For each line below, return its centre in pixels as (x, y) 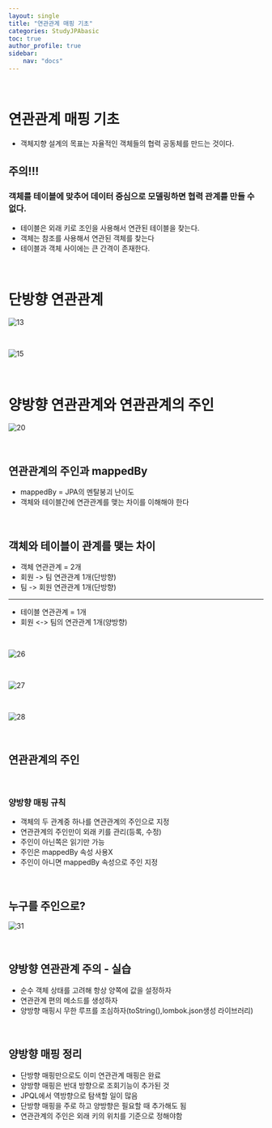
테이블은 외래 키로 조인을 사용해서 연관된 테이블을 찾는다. (110, 228)
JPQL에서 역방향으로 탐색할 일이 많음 (79, 1096)
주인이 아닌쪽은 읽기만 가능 (62, 842)
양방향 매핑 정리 (45, 1054)
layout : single (34, 16)
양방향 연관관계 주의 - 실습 (70, 969)
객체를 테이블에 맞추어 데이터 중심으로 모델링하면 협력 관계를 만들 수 (132, 197)
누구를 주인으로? (47, 906)
